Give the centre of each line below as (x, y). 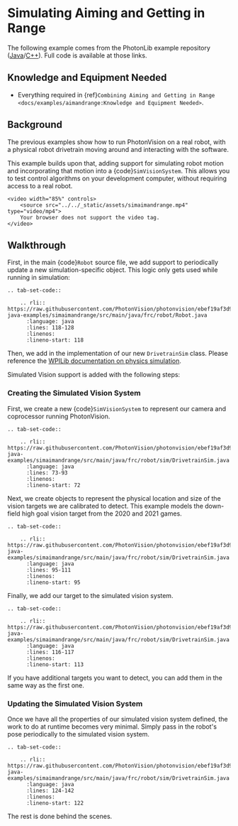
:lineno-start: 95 (53, 582)
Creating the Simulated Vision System (74, 393)
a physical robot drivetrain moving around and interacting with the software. (118, 149)
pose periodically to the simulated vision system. (79, 734)
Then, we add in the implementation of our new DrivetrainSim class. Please (118, 354)
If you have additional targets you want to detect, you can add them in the (115, 678)
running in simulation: (39, 278)
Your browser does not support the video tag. (90, 217)
